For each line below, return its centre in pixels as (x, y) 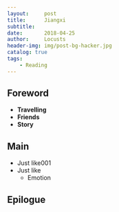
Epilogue (26, 199)
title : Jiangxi (37, 20)
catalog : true (28, 53)
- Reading (34, 65)
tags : (15, 59)
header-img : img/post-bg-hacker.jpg (60, 46)
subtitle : (21, 26)
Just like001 (34, 163)
